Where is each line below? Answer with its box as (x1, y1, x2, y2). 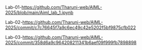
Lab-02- (5, 19, 23, 25)
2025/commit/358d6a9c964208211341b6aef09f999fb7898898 (5, 39, 137, 45)
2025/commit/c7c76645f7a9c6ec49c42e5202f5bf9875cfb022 (5, 24, 136, 30)
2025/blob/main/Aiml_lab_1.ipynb (5, 9, 74, 15)
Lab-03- (5, 34, 23, 40)
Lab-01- (5, 4, 22, 10)
